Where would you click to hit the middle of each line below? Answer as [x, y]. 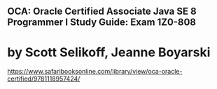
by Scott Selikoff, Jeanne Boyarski [109, 52]
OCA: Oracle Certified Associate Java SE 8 [102, 11]
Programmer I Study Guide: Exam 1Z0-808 [102, 23]
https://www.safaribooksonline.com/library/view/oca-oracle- [95, 72]
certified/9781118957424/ [44, 79]
